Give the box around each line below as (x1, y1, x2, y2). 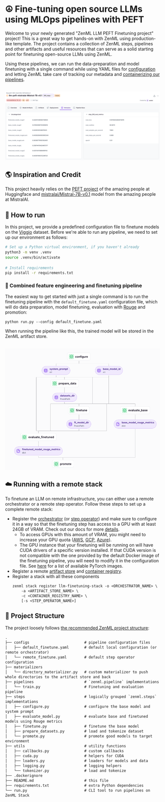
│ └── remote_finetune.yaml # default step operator (5, 655, 135, 659)
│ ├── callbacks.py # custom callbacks (5, 748, 124, 753)
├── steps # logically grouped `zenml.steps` (5, 694, 157, 699)
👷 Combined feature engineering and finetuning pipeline (5, 282, 142, 289)
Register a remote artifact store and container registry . (12, 568, 122, 574)
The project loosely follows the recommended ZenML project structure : (5, 625, 150, 631)
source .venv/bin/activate (5, 255, 60, 260)
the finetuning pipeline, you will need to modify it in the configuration (19, 557, 159, 563)
